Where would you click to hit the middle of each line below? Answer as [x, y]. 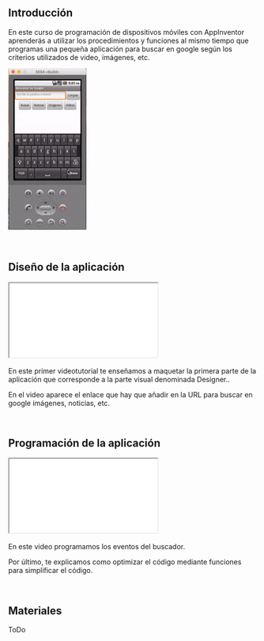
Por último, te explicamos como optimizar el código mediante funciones [125, 562]
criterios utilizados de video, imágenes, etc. [79, 57]
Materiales [35, 611]
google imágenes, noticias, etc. [59, 403]
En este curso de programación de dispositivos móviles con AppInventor [126, 32]
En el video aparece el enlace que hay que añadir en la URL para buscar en [130, 394]
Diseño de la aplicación [66, 267]
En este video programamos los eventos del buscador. [97, 547]
